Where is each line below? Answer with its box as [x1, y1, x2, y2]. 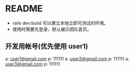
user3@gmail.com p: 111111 [5, 61, 60, 67]
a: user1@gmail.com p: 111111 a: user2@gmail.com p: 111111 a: [5, 56, 129, 62]
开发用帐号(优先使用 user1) [5, 42, 88, 51]
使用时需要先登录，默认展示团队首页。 [12, 26, 91, 32]
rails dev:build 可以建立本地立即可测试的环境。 [12, 20, 108, 26]
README [5, 3, 43, 14]
